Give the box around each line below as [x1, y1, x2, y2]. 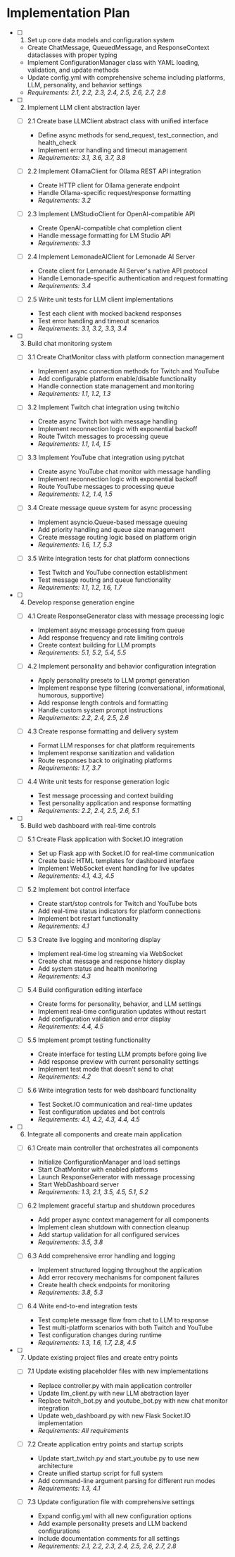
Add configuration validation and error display [37, 1015, 172, 1023]
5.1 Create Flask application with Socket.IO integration [27, 835, 184, 843]
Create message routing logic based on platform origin [37, 533, 196, 541]
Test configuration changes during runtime [37, 1331, 163, 1339]
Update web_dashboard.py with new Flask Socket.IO [37, 1411, 191, 1420]
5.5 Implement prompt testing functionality [27, 1036, 151, 1044]
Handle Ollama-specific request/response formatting [37, 189, 191, 197]
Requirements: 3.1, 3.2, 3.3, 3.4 [37, 324, 127, 333]
